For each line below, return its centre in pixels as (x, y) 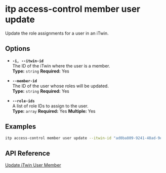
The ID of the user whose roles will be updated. (61, 86)
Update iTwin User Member (33, 165)
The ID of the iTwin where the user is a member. (61, 66)
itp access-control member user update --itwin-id (58, 138)
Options (18, 49)
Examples (21, 127)
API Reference (28, 153)
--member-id (24, 81)
